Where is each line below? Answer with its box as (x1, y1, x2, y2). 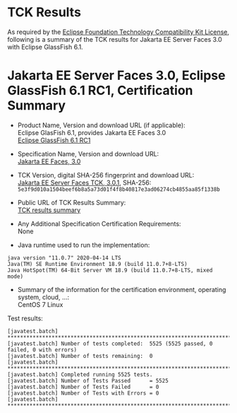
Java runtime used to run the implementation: (17, 240, 150, 249)
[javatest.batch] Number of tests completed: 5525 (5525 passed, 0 (7, 340, 213, 347)
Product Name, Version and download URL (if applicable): (17, 121, 186, 129)
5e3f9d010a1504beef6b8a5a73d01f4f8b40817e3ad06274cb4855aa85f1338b (17, 185, 220, 193)
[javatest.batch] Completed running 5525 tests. (7, 371, 153, 378)
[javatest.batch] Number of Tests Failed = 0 (7, 383, 159, 390)
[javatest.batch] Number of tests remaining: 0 (7, 352, 153, 359)
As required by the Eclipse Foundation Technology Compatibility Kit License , (7, 28, 230, 36)
